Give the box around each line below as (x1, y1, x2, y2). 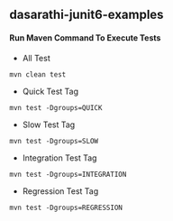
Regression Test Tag (22, 185, 99, 197)
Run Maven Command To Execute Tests (9, 32, 161, 43)
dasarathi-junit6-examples (9, 7, 164, 23)
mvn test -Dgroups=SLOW (9, 136, 99, 145)
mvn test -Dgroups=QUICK (9, 103, 103, 112)
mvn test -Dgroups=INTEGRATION (9, 170, 127, 179)
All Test (22, 52, 51, 63)
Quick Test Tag (22, 86, 79, 97)
